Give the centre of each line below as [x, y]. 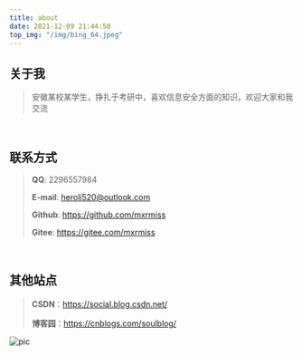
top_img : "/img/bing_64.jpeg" [66, 34]
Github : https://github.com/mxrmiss [99, 215]
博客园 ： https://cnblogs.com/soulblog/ [104, 323]
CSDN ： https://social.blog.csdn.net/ [99, 303]
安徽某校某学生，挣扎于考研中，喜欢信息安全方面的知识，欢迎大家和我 [162, 97]
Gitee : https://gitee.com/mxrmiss [93, 232]
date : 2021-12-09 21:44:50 [60, 26]
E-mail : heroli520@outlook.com [91, 197]
